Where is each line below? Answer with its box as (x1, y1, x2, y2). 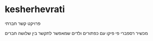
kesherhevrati (5, 4, 65, 15)
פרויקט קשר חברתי (5, 20, 41, 26)
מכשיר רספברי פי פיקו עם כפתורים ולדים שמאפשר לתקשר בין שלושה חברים (5, 30, 148, 36)
